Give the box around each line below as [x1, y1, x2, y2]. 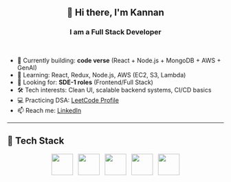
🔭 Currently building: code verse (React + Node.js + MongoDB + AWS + [16, 56, 221, 64]
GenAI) [16, 63, 38, 72]
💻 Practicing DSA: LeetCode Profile [16, 96, 119, 104]
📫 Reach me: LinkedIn [16, 106, 82, 114]
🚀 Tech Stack [7, 135, 65, 147]
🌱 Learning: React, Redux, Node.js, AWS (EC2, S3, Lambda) [16, 70, 186, 79]
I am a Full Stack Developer [69, 27, 162, 37]
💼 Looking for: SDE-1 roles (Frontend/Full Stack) [16, 78, 153, 86]
